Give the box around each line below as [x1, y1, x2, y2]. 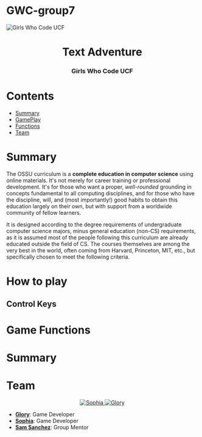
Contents [6, 89, 55, 103]
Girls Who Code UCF [71, 67, 133, 75]
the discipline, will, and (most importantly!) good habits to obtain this [6, 196, 178, 203]
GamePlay [15, 116, 41, 123]
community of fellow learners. [6, 209, 82, 216]
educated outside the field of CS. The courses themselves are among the [6, 240, 190, 247]
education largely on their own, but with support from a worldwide [6, 202, 172, 210]
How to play [6, 274, 68, 288]
